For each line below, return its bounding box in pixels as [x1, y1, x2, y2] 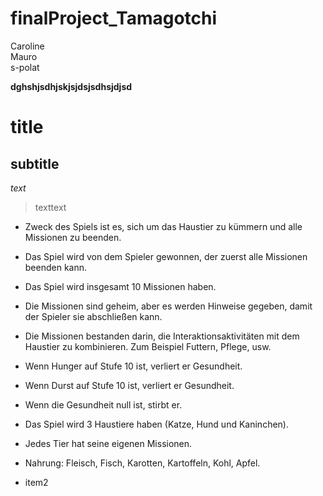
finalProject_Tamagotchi [10, 7, 218, 30]
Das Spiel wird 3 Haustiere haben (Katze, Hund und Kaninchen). [24, 418, 289, 430]
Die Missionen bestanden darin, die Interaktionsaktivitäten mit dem [24, 330, 300, 342]
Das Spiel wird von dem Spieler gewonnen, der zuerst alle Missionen [24, 250, 308, 262]
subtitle [10, 155, 60, 172]
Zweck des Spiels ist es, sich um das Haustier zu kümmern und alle [24, 220, 303, 232]
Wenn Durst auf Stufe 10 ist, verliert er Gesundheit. [24, 379, 235, 391]
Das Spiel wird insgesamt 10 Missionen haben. [24, 280, 217, 292]
